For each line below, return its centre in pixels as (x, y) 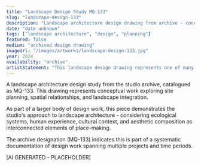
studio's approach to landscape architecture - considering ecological (91, 115)
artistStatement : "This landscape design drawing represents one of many (100, 67)
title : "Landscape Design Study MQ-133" (57, 12)
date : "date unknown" (33, 28)
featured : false (26, 40)
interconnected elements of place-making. (59, 128)
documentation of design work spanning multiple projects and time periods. (100, 146)
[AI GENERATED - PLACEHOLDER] (48, 158)
